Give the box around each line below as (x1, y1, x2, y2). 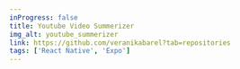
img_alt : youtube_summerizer (9, 30, 119, 39)
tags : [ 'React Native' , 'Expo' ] (9, 47, 130, 56)
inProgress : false (9, 13, 78, 22)
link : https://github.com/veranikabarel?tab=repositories (9, 38, 231, 47)
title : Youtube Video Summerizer (9, 22, 135, 30)
